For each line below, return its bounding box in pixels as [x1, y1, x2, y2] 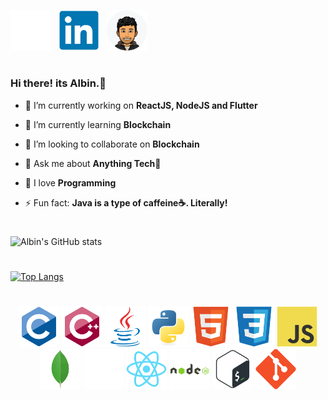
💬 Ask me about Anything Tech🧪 [24, 157, 162, 169]
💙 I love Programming [24, 176, 117, 189]
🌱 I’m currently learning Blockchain [24, 118, 172, 130]
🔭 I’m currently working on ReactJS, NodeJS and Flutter [24, 99, 258, 111]
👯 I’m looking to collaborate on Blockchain [24, 138, 200, 150]
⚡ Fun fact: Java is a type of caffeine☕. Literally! [24, 196, 228, 209]
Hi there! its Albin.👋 [10, 76, 107, 90]
